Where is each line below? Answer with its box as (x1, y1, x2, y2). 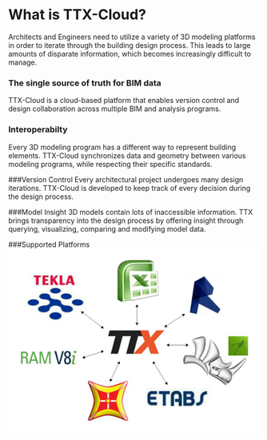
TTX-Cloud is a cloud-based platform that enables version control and (8, 96, 240, 105)
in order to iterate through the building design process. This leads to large (8, 40, 251, 50)
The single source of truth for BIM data (8, 77, 161, 89)
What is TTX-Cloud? (8, 6, 146, 24)
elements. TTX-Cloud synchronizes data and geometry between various (8, 150, 246, 161)
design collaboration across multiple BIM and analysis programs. (8, 104, 221, 113)
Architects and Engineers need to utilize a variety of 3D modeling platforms (8, 32, 256, 42)
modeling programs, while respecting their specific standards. (8, 159, 213, 168)
